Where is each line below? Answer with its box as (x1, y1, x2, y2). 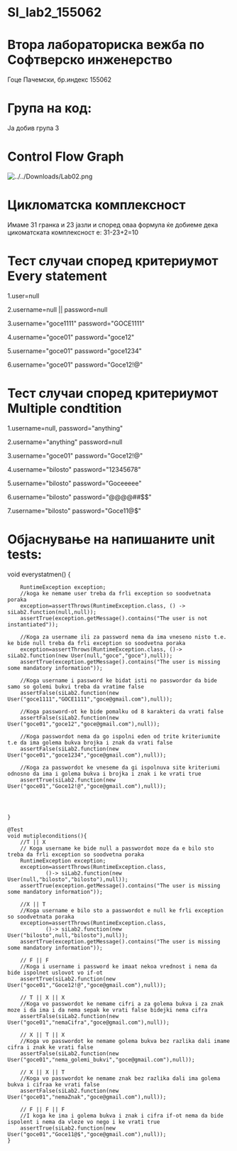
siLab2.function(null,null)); (7, 608, 97, 615)
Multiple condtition (7, 401, 122, 416)
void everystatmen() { (7, 570, 71, 578)
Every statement (7, 268, 108, 284)
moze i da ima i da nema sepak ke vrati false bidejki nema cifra (7, 1006, 208, 1013)
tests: (7, 546, 43, 562)
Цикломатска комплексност (7, 197, 186, 213)
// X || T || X (20, 1031, 65, 1038)
